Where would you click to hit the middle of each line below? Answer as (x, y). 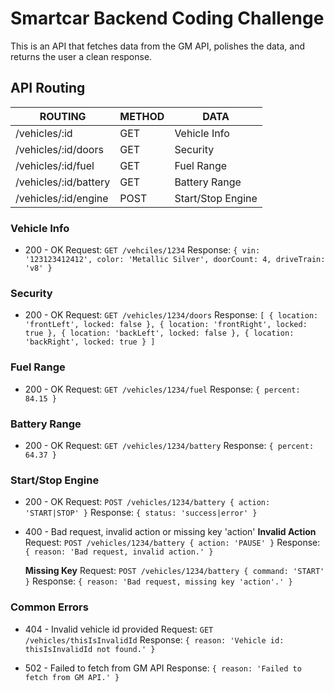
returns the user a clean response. (81, 56)
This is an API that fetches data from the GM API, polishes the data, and (157, 46)
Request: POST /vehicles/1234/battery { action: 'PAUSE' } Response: (172, 543)
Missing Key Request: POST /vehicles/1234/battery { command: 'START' (174, 571)
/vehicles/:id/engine (62, 198)
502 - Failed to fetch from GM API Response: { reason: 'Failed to (163, 668)
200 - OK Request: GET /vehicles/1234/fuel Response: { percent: (162, 389)
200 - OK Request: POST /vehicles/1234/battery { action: (147, 502)
